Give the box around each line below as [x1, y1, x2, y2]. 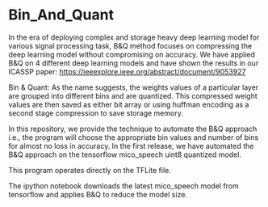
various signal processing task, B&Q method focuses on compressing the [8, 40, 253, 50]
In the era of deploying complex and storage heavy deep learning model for [8, 32, 260, 42]
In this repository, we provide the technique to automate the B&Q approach [8, 124, 258, 133]
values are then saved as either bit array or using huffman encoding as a [8, 99, 249, 109]
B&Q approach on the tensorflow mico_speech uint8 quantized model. [8, 150, 242, 159]
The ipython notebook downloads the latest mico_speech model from [8, 180, 240, 191]
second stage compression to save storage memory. [8, 108, 183, 118]
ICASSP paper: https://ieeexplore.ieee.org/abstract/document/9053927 [8, 66, 246, 76]
